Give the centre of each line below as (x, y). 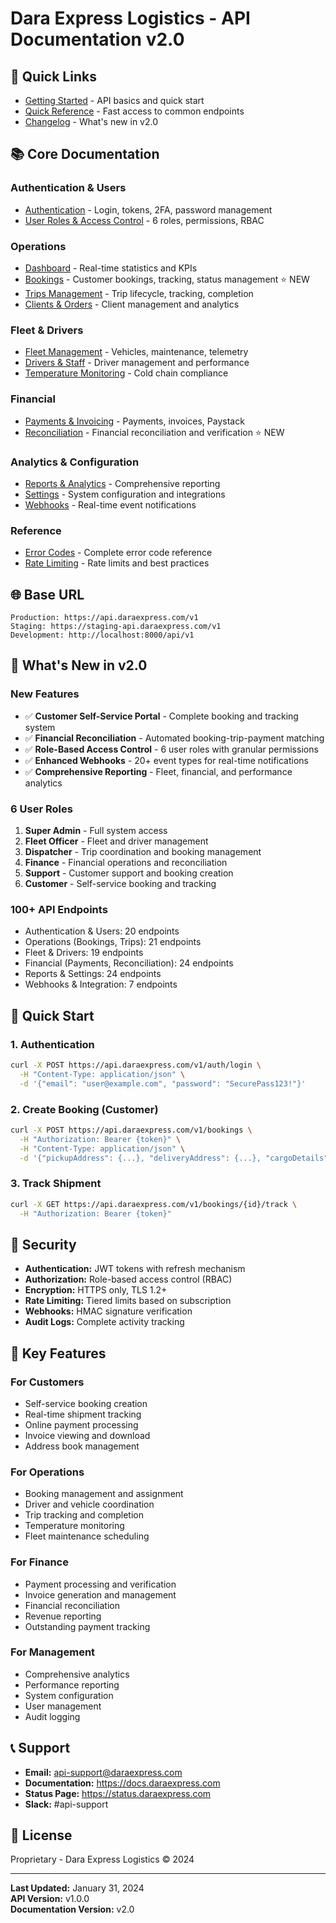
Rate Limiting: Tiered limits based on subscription (128, 1301)
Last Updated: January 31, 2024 (77, 1888)
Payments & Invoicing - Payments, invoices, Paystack (134, 421)
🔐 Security (43, 1244)
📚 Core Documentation (85, 154)
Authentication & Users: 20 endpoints (102, 931)
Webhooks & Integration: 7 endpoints (101, 984)
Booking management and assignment (104, 1494)
